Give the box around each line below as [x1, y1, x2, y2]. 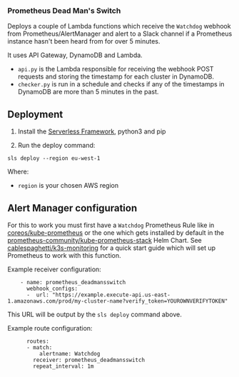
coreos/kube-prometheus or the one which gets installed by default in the [7, 228, 225, 237]
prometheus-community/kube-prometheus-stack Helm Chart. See [7, 236, 202, 244]
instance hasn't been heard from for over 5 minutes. [7, 37, 161, 46]
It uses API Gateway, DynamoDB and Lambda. [7, 51, 143, 59]
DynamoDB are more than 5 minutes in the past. [17, 88, 159, 96]
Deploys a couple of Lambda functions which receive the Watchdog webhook [7, 22, 231, 31]
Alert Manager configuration [7, 202, 138, 214]
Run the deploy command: [17, 141, 96, 150]
